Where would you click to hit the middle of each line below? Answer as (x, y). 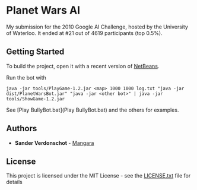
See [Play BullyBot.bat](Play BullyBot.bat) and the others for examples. (93, 110)
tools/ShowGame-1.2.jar (36, 99)
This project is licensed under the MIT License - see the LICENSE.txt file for (99, 176)
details (14, 182)
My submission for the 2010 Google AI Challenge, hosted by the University (97, 27)
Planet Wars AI (43, 10)
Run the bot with (26, 77)
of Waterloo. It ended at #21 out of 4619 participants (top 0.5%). (85, 33)
